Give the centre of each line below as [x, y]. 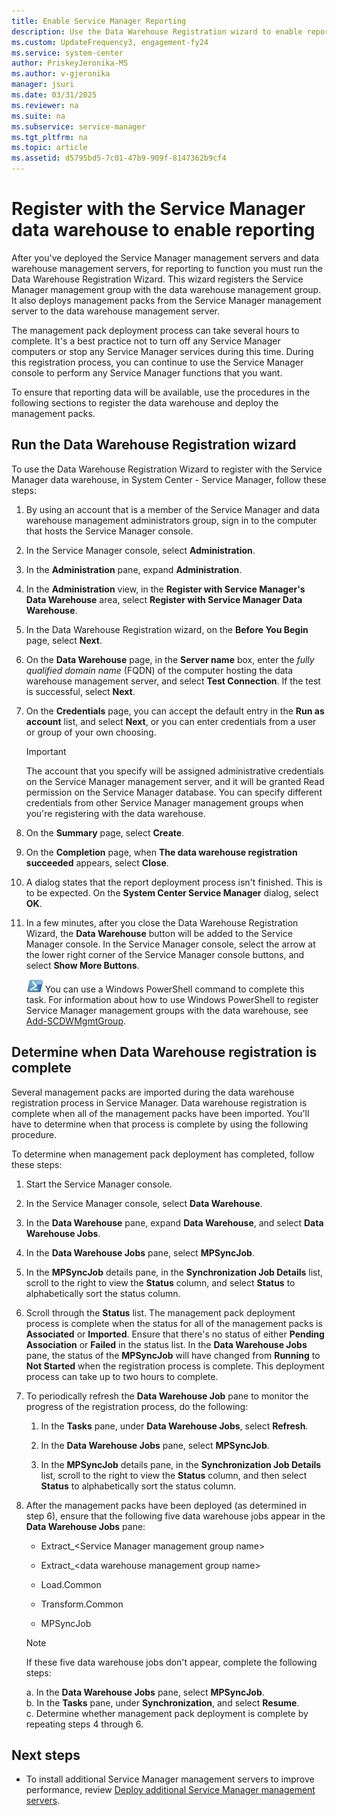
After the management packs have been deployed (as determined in [166, 1505]
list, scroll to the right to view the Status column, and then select [174, 1475]
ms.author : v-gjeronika [61, 74]
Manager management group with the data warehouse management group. [166, 289]
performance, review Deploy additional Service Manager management [170, 1790]
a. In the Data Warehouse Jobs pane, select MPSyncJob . [145, 1692]
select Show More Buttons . [82, 965]
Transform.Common [82, 1604]
